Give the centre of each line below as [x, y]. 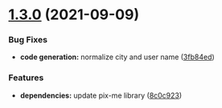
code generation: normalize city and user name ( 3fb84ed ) [117, 57]
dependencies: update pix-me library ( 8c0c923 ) [101, 95]
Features [26, 78]
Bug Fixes [28, 40]
